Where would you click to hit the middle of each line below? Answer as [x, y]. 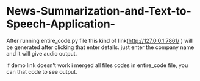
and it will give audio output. [42, 53]
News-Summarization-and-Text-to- [99, 11]
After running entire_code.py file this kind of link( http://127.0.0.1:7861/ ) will [100, 40]
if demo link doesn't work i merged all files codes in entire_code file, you [97, 65]
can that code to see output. [42, 71]
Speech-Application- [61, 24]
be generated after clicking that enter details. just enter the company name [100, 47]
